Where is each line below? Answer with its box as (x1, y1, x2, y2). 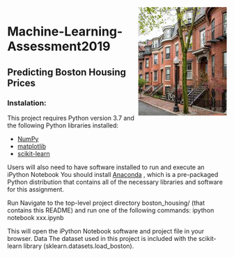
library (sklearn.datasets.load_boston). (23, 242, 134, 250)
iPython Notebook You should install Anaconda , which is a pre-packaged (7, 170, 219, 178)
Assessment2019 (7, 38, 111, 54)
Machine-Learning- (7, 24, 123, 40)
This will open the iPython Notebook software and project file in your (7, 226, 204, 235)
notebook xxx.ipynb (7, 213, 64, 221)
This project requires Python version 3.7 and (7, 114, 134, 122)
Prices (7, 77, 36, 89)
